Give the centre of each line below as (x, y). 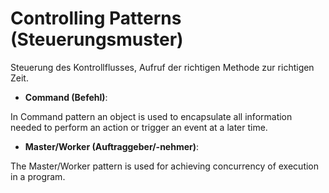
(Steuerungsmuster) (97, 39)
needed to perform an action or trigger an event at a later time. (139, 127)
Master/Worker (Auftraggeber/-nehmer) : (112, 146)
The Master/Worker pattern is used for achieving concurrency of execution (165, 166)
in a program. (38, 176)
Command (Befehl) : (66, 97)
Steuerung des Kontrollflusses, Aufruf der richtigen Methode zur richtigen (162, 67)
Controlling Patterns (96, 18)
